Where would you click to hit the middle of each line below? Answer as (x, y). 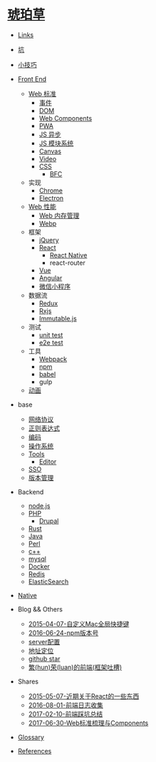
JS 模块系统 (56, 143)
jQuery (49, 240)
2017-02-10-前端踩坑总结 (66, 713)
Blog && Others (40, 609)
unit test (51, 335)
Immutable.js (58, 318)
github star (44, 659)
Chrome (51, 190)
